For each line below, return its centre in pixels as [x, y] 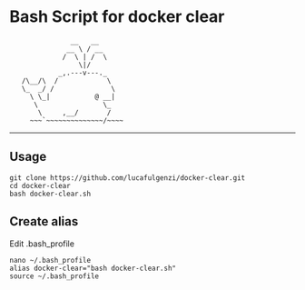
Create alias [44, 221]
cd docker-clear [40, 185]
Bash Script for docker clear [117, 17]
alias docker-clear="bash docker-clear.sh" [93, 268]
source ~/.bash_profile [54, 276]
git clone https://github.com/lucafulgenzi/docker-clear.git [128, 178]
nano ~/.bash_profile [50, 260]
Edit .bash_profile [42, 244]
